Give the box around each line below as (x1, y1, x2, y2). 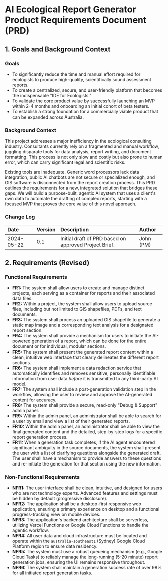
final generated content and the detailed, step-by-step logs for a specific (12, 429, 163, 435)
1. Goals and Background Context (5, 45, 111, 53)
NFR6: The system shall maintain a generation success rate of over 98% (12, 565, 162, 571)
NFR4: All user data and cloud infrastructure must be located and (12, 533, 147, 539)
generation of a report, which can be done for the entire (31, 338, 147, 344)
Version (36, 226, 56, 234)
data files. (12, 295, 33, 302)
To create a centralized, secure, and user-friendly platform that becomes (12, 87, 162, 93)
